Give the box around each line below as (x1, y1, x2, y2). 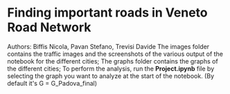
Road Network (7, 19, 91, 35)
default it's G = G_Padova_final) (7, 79, 98, 87)
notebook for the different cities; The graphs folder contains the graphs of (7, 57, 218, 65)
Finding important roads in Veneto (7, 5, 208, 21)
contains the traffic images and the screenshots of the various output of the (7, 50, 224, 58)
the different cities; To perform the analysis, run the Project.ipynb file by (7, 64, 215, 73)
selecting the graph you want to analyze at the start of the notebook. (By (7, 71, 215, 80)
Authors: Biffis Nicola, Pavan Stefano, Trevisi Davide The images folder (7, 42, 210, 50)
